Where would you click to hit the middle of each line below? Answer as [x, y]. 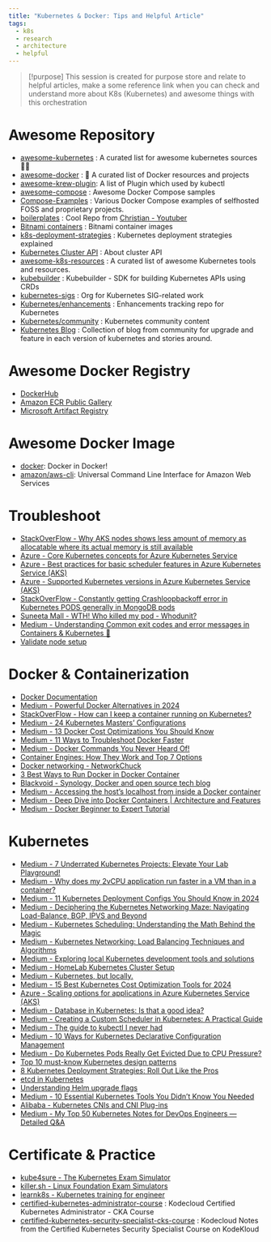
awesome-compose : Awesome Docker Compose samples [118, 192]
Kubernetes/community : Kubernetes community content [115, 321]
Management [42, 1044]
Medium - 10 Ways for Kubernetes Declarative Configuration [121, 1036]
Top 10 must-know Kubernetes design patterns [98, 1061]
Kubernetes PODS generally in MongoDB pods [97, 607]
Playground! [40, 873]
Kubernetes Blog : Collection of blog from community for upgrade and [137, 330]
